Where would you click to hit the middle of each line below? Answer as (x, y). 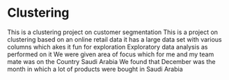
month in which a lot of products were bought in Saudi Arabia (95, 69)
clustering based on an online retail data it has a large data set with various (114, 39)
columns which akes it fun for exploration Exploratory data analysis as (108, 47)
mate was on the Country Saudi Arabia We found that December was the (111, 61)
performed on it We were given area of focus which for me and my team (111, 54)
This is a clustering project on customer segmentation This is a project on (112, 32)
